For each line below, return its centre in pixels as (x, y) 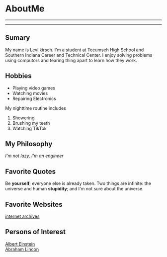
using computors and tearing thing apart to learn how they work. (71, 60)
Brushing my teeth (31, 123)
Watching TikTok (29, 128)
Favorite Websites (34, 204)
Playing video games (34, 88)
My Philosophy (29, 144)
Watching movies (30, 93)
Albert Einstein (20, 244)
